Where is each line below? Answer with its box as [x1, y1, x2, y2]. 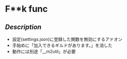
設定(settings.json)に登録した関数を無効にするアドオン [12, 37, 123, 42]
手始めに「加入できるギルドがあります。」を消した [12, 42, 113, 48]
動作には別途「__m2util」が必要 [12, 49, 76, 54]
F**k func [5, 3, 48, 15]
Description [5, 23, 42, 31]
